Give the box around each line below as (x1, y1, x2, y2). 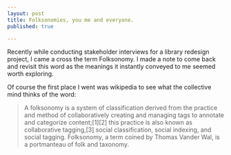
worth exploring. (7, 70, 54, 78)
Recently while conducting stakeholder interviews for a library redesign (7, 48, 210, 56)
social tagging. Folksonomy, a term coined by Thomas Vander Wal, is (23, 133, 221, 141)
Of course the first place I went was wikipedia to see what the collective (7, 83, 212, 92)
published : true (7, 23, 54, 30)
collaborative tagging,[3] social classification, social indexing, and (23, 125, 212, 134)
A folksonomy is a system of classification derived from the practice (23, 104, 218, 112)
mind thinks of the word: (7, 90, 77, 99)
